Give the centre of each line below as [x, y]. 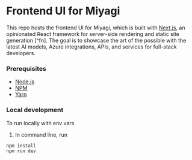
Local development [35, 110]
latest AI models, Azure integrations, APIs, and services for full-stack [91, 47]
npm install [21, 146]
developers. [21, 53]
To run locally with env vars [40, 123]
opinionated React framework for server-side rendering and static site [93, 34]
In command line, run [41, 135]
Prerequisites [26, 68]
